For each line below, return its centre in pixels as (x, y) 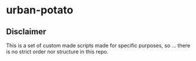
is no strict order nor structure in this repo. (57, 52)
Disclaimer (26, 32)
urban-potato (40, 10)
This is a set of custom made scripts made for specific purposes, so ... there (98, 45)
